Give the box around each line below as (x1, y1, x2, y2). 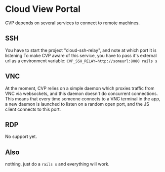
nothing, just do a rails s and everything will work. (5, 161, 110, 167)
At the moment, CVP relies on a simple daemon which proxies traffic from (5, 85, 155, 91)
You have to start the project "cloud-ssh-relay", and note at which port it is (5, 47, 157, 53)
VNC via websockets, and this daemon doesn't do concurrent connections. (5, 90, 158, 96)
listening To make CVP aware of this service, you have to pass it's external (5, 52, 157, 58)
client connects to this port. (5, 106, 61, 112)
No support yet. (5, 133, 37, 139)
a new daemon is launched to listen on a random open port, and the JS (5, 101, 149, 107)
